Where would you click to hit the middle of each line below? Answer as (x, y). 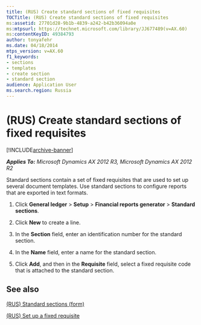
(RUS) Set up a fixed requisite (43, 315)
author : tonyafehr (29, 40)
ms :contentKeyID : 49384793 (40, 34)
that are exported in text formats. (47, 192)
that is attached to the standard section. (65, 270)
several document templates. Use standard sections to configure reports (97, 186)
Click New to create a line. (48, 222)
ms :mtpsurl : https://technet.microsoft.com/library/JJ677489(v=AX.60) (97, 29)
